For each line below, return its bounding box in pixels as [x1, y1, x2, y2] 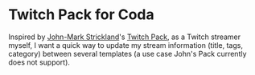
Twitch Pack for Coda [8, 6, 154, 24]
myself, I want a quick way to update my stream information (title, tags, [8, 40, 244, 49]
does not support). [8, 57, 71, 67]
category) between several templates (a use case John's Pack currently [8, 49, 247, 58]
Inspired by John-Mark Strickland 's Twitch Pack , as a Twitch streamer [8, 32, 241, 41]
